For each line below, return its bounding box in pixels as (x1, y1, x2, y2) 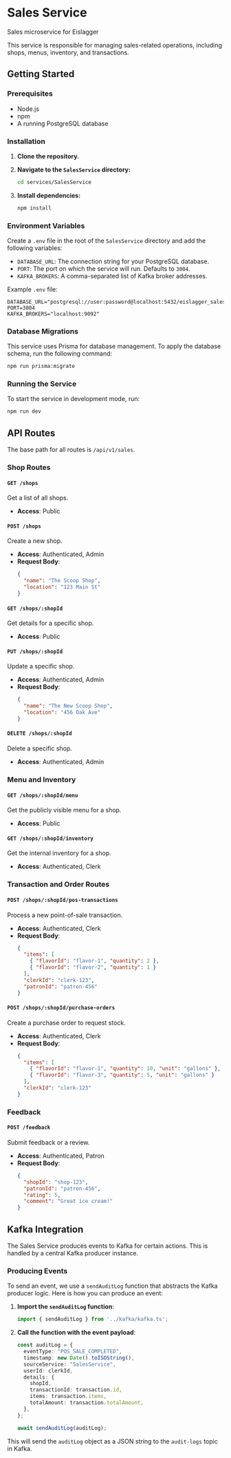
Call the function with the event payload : (16, 1328, 136, 1337)
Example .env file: (7, 285, 58, 294)
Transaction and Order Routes (7, 880, 110, 890)
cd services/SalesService (16, 178, 91, 185)
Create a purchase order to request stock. (7, 1018, 126, 1027)
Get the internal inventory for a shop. (7, 849, 111, 857)
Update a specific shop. (7, 662, 75, 670)
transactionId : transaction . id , (30, 1386, 122, 1393)
